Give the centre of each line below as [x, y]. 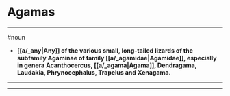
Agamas [31, 12]
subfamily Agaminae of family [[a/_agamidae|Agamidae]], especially [117, 58]
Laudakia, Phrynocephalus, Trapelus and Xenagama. [94, 72]
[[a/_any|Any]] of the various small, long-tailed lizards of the [105, 50]
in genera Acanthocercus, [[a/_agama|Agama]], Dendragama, [107, 65]
